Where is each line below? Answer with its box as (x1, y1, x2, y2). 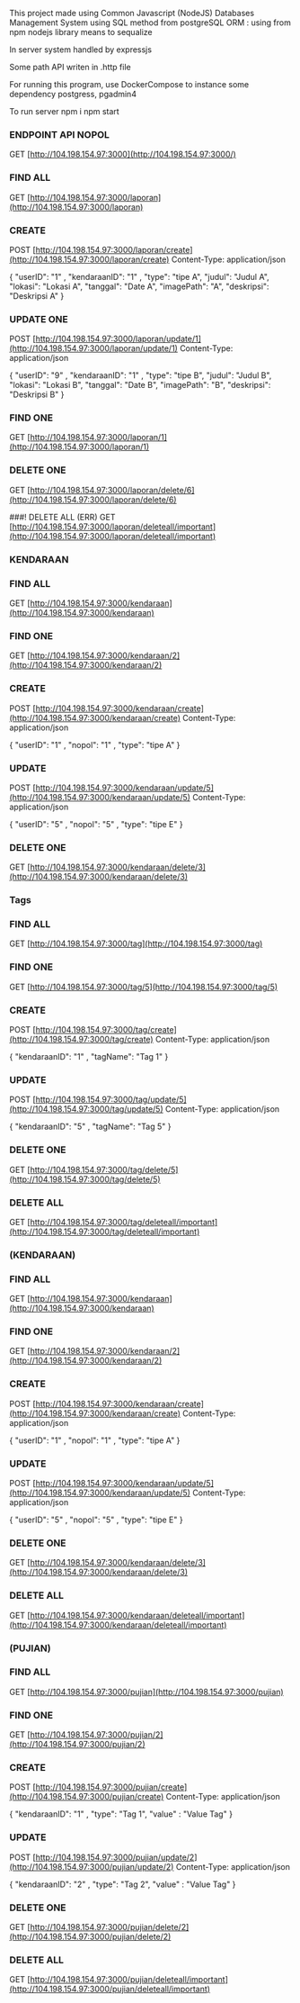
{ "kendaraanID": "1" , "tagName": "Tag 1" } (9, 1051, 169, 1061)
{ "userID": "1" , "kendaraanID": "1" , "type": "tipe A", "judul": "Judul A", (9, 271, 269, 282)
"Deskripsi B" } (9, 389, 65, 400)
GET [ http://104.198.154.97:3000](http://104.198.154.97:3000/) (9, 149, 236, 160)
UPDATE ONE (9, 312, 69, 325)
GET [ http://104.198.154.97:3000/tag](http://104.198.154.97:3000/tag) (9, 938, 263, 949)
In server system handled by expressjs (9, 44, 153, 55)
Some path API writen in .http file (9, 62, 132, 72)
